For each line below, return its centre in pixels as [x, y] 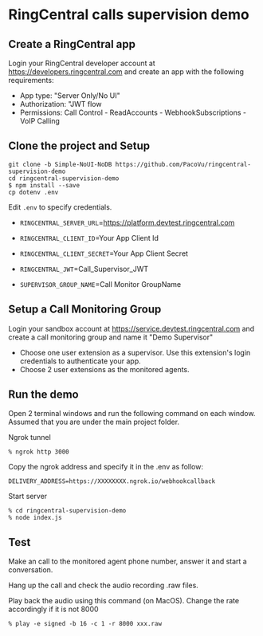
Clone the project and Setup [79, 146]
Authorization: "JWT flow [61, 104]
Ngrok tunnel [30, 438]
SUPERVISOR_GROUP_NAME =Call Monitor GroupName [100, 284]
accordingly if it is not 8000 [53, 609]
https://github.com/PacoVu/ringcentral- [183, 164]
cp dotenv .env [33, 192]
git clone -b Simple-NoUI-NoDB [60, 164]
